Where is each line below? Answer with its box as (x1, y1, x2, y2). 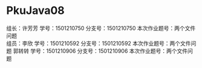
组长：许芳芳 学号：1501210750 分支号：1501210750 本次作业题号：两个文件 (6, 24, 196, 32)
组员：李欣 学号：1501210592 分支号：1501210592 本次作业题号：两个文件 (6, 39, 192, 47)
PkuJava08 (6, 4, 65, 18)
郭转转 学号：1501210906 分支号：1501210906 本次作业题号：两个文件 (13, 47, 188, 55)
